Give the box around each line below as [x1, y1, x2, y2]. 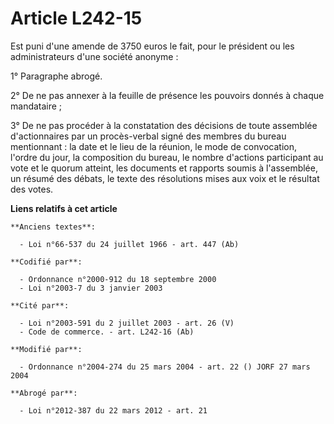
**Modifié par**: [10, 344, 83, 354]
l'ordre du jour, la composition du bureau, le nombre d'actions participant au [10, 151, 324, 163]
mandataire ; [10, 100, 63, 112]
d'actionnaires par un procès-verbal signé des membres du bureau [10, 130, 287, 142]
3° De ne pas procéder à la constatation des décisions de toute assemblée [10, 119, 318, 131]
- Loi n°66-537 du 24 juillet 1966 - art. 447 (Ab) [19, 239, 240, 249]
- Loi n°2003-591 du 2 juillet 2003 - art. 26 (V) [19, 318, 235, 328]
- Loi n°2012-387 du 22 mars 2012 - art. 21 [19, 405, 208, 416]
